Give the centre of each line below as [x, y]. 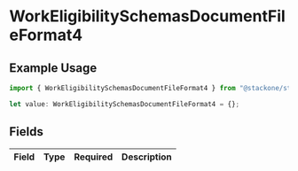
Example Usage [53, 68]
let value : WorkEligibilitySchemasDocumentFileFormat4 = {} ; [125, 104]
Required [94, 157]
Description [147, 157]
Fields [27, 132]
